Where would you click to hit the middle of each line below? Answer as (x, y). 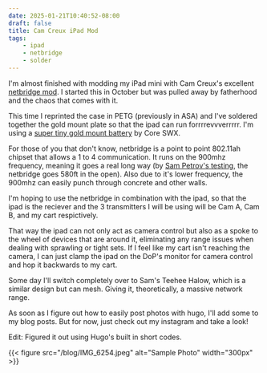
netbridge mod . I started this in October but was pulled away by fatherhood (133, 91)
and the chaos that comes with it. (63, 100)
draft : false (30, 23)
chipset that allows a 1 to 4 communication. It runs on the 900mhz (117, 156)
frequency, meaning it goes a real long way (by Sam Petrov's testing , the (128, 165)
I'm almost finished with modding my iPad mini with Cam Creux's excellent (131, 83)
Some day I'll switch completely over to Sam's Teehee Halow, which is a (127, 280)
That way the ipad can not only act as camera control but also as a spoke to (133, 230)
